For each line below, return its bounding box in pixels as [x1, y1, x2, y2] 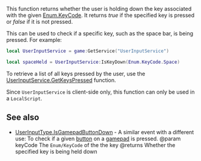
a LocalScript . [6, 94, 42, 102]
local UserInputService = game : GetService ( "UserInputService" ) [6, 48, 170, 54]
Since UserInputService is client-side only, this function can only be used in [6, 88, 195, 95]
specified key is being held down [15, 148, 98, 155]
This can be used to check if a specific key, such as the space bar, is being [6, 30, 194, 37]
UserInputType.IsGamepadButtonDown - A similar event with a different [15, 128, 194, 135]
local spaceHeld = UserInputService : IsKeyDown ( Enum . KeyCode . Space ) [6, 59, 180, 65]
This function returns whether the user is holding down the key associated [6, 5, 192, 12]
